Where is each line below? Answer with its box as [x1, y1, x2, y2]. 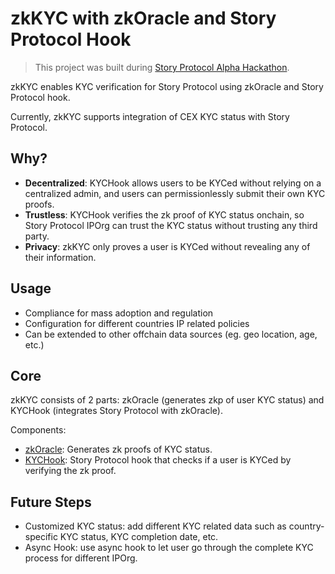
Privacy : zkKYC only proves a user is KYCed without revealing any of [24, 240, 311, 252]
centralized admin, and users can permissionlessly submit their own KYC [24, 187, 326, 199]
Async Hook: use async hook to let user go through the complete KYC [24, 542, 314, 554]
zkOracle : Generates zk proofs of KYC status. [24, 443, 213, 456]
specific [24, 531, 58, 543]
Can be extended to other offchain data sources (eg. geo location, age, [24, 328, 318, 340]
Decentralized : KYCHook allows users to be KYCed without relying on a [24, 177, 322, 189]
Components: [10, 424, 67, 436]
